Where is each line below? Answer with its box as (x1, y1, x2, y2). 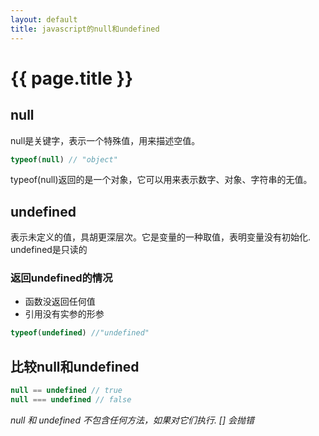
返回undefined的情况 (10, 271, 113, 285)
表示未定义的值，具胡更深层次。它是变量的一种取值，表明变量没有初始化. (10, 231, 312, 243)
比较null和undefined (10, 358, 140, 375)
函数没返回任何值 (24, 296, 96, 308)
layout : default (10, 14, 78, 25)
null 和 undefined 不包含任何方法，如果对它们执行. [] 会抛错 (10, 414, 255, 426)
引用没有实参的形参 (24, 308, 105, 320)
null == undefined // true (10, 386, 123, 396)
